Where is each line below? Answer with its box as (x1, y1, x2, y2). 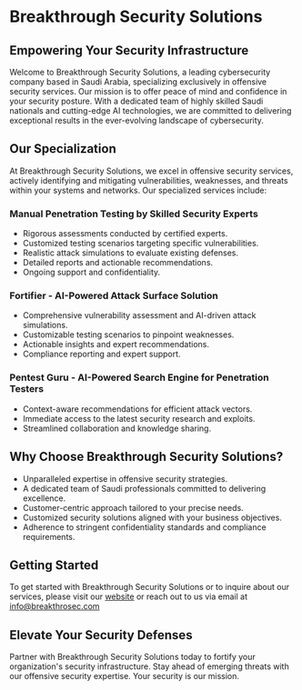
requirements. (22, 531, 75, 542)
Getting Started (9, 557, 99, 573)
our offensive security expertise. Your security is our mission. (9, 671, 239, 682)
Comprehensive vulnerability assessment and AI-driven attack (22, 310, 257, 321)
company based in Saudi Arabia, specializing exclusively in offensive (9, 76, 267, 87)
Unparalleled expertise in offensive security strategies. (22, 473, 228, 484)
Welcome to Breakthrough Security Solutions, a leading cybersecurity (9, 66, 271, 77)
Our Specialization (9, 141, 116, 156)
